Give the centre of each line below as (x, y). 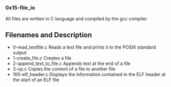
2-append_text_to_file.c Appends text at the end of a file (72, 63)
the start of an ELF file (36, 80)
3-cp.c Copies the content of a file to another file (64, 69)
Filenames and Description (49, 35)
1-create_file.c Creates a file (42, 58)
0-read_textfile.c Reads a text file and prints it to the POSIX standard (84, 47)
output (20, 53)
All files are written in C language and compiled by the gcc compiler (76, 19)
